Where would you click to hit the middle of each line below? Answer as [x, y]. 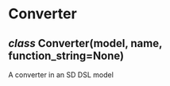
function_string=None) [66, 55]
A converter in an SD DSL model [61, 75]
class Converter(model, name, [85, 43]
